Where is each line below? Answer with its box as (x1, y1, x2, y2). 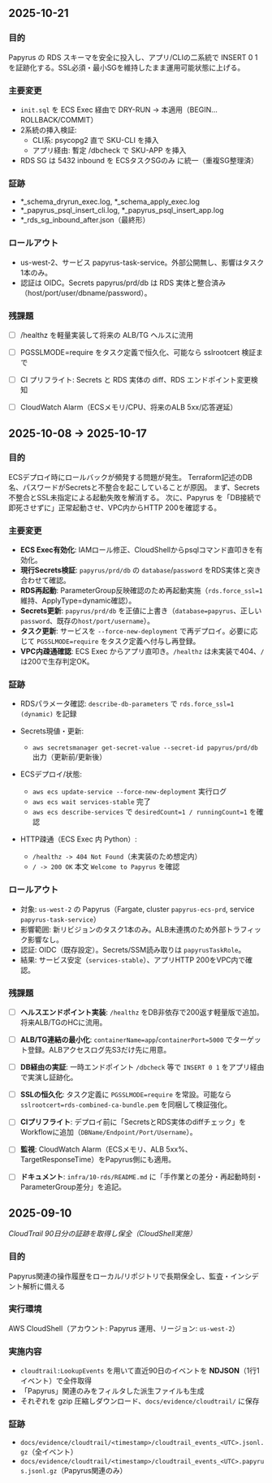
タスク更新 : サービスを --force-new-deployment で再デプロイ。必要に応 (19, 626, 258, 636)
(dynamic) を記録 (19, 709, 77, 719)
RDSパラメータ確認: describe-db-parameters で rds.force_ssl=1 (19, 698, 235, 709)
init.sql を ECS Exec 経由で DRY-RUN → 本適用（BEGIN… (19, 105, 218, 115)
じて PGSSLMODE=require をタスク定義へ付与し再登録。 (19, 637, 201, 646)
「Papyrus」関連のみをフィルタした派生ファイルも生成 (19, 1386, 205, 1396)
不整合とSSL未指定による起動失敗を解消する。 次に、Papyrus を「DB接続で (8, 492, 262, 502)
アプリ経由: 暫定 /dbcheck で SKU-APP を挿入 (32, 145, 187, 155)
